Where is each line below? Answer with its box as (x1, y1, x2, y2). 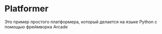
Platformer (4, 3, 49, 14)
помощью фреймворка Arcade (4, 24, 68, 29)
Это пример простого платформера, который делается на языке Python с (4, 19, 157, 25)
